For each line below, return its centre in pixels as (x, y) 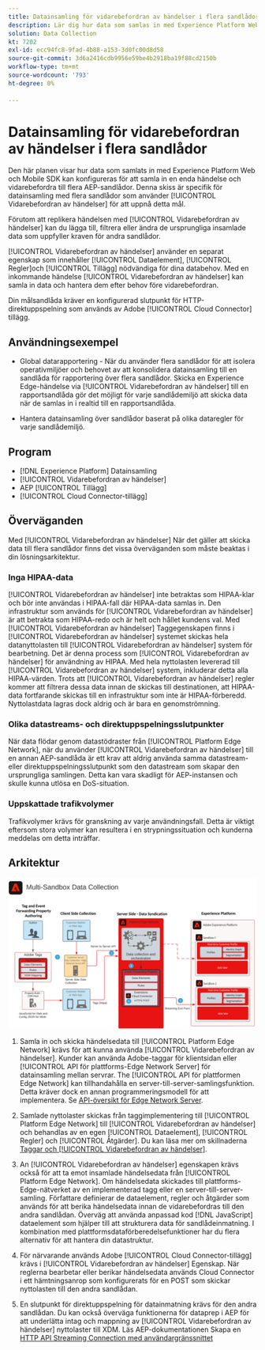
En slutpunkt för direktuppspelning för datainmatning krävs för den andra (138, 1304)
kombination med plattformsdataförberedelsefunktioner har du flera (130, 1231)
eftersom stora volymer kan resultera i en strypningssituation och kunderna (131, 830)
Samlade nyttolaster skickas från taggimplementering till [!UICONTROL (134, 1115)
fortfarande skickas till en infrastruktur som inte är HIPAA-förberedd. (135, 695)
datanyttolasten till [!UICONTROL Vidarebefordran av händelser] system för (131, 645)
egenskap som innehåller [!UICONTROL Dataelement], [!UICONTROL (120, 260)
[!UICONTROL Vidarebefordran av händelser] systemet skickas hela (118, 637)
